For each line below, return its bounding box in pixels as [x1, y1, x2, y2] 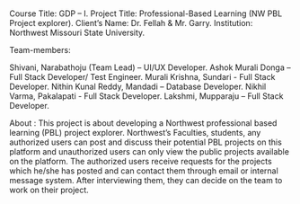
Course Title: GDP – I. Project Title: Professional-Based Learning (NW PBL [9, 8, 283, 19]
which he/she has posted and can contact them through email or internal [9, 165, 278, 176]
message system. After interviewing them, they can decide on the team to [9, 175, 283, 186]
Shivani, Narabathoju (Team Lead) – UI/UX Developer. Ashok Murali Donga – [9, 62, 291, 73]
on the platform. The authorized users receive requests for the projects [9, 156, 272, 167]
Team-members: [9, 45, 71, 56]
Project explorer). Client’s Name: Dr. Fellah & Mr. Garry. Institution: [9, 18, 253, 29]
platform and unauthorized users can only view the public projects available [9, 146, 290, 157]
